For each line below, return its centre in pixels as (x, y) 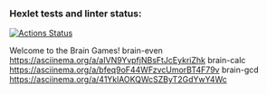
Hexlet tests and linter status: (76, 14)
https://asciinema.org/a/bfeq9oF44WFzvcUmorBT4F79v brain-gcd (134, 70)
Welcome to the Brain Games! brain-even (86, 51)
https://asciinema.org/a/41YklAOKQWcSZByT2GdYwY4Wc (119, 80)
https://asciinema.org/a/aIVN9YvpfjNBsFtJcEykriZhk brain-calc (128, 61)
